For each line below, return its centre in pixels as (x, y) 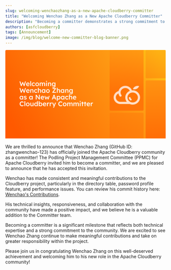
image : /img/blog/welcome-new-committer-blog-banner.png (67, 38)
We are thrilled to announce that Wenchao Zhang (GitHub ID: (69, 146)
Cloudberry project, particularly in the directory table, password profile (79, 183)
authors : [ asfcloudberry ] (33, 27)
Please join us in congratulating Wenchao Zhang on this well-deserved (79, 251)
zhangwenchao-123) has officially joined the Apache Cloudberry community (85, 152)
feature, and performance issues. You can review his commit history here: (83, 189)
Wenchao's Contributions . (33, 194)
